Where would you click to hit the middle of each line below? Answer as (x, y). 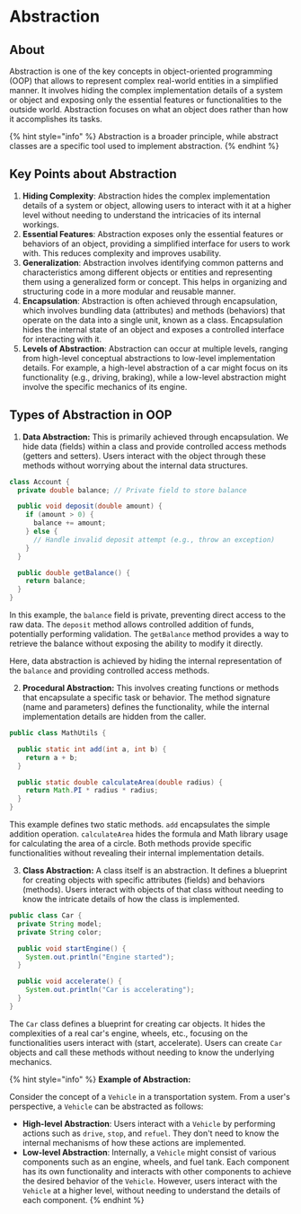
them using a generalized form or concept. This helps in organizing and (155, 281)
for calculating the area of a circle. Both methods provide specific (130, 843)
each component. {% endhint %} (83, 1200)
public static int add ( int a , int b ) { (92, 749)
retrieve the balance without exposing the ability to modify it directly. (136, 643)
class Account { (40, 482)
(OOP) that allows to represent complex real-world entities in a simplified (144, 81)
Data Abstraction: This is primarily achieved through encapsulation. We (155, 437)
